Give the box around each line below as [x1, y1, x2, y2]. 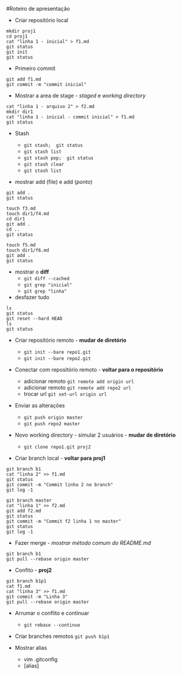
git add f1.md [6, 76, 42, 82]
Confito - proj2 [14, 567, 52, 573]
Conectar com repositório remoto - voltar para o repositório [14, 366, 164, 373]
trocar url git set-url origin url [23, 391, 107, 397]
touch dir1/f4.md [6, 211, 50, 217]
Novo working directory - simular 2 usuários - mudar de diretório [14, 431, 176, 438]
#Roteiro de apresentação [6, 5, 70, 12]
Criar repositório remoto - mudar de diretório [14, 337, 127, 343]
